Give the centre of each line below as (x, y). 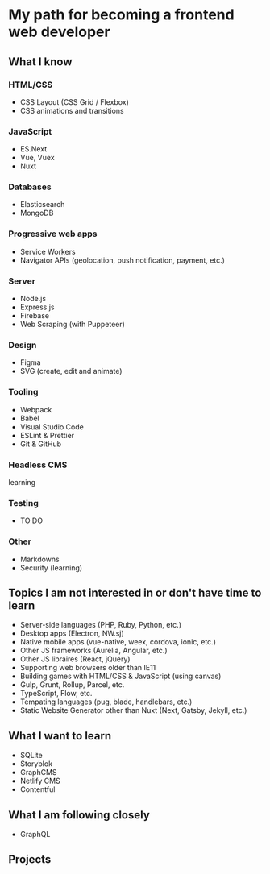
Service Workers (48, 251)
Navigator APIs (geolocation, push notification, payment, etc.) (123, 260)
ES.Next (33, 149)
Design (23, 345)
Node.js (33, 299)
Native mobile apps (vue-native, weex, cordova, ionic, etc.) (118, 642)
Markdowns (39, 559)
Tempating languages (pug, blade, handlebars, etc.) (106, 702)
